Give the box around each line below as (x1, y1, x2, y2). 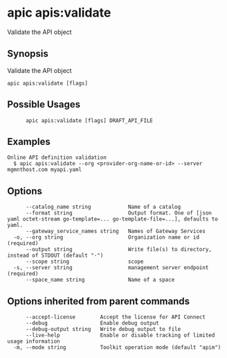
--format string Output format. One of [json (25, 210, 212, 216)
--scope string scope (25, 258, 144, 265)
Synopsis (7, 48, 48, 60)
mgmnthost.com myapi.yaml (7, 167, 82, 173)
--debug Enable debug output (25, 320, 159, 327)
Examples (7, 135, 51, 147)
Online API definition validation (7, 154, 107, 161)
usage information (7, 338, 60, 345)
